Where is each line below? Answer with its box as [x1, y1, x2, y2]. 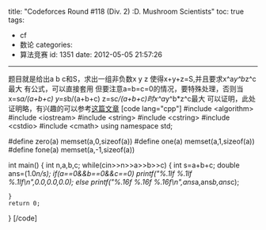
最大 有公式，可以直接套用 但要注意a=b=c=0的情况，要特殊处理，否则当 [8, 84, 244, 94]
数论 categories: [19, 40, 73, 49]
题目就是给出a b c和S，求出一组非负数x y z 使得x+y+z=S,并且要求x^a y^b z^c [8, 75, 256, 83]
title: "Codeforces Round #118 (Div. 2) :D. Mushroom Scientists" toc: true [8, 7, 244, 16]
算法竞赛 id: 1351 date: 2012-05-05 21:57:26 [19, 50, 162, 59]
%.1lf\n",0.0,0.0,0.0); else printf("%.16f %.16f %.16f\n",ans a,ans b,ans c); [8, 178, 240, 186]
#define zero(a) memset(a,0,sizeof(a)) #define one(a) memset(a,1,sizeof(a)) [8, 136, 255, 146]
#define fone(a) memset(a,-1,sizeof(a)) [8, 145, 135, 154]
